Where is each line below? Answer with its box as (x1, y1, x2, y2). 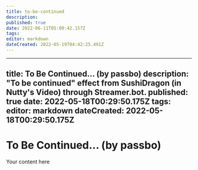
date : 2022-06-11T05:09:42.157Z (6, 25, 85, 31)
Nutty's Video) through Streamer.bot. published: (6, 87, 189, 97)
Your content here (6, 158, 50, 165)
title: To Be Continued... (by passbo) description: (6, 69, 189, 79)
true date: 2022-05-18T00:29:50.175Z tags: (6, 97, 171, 107)
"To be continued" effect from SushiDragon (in (6, 78, 181, 89)
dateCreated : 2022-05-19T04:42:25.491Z (6, 42, 104, 48)
